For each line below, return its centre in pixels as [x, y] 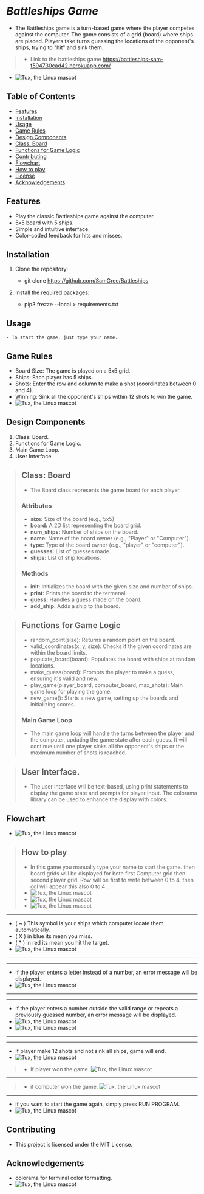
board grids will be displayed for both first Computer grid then [108, 873]
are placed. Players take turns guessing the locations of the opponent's [104, 41]
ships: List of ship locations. [66, 557]
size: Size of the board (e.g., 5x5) [72, 519]
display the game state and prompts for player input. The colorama [114, 793]
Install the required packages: [52, 292]
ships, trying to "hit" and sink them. [59, 47]
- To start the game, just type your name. [62, 338]
